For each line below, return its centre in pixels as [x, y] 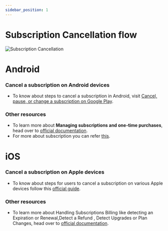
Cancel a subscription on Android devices [57, 85]
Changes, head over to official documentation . [61, 223]
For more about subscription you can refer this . [61, 136]
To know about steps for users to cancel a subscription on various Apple [88, 183]
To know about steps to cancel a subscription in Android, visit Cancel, [85, 96]
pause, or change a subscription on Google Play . [63, 101]
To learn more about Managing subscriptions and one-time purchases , [88, 125]
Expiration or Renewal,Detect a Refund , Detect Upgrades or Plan [80, 218]
